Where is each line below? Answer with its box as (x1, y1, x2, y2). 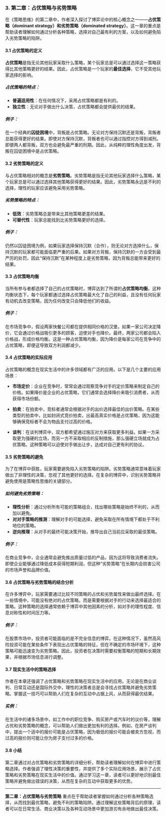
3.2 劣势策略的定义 (5, 160, 43, 167)
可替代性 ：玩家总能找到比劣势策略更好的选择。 (12, 217, 108, 223)
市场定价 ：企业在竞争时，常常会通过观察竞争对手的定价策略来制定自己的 (12, 383, 160, 389)
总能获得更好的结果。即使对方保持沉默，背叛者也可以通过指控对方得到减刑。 (5, 136, 161, 142)
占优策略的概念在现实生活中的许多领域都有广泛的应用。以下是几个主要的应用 (5, 366, 161, 372)
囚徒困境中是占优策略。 (13, 148, 62, 154)
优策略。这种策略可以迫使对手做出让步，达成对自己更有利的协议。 (12, 441, 147, 447)
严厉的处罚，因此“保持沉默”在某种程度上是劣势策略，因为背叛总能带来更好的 (5, 255, 161, 261)
